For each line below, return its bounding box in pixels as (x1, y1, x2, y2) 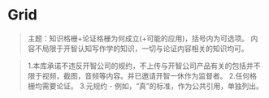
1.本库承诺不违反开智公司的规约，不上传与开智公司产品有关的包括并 (27, 61, 254, 70)
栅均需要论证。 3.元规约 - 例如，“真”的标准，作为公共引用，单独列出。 (27, 81, 263, 91)
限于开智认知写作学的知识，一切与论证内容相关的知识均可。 (49, 43, 249, 53)
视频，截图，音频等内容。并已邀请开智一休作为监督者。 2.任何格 (41, 70, 258, 80)
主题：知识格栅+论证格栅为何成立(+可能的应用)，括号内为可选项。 (27, 33, 249, 43)
